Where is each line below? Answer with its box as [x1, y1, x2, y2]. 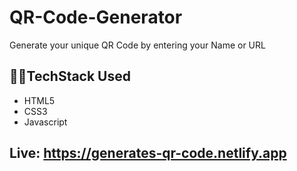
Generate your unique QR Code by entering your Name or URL [9, 39, 266, 51]
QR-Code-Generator [9, 6, 183, 29]
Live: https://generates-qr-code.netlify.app [9, 145, 287, 162]
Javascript [23, 116, 68, 128]
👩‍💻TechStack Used [9, 68, 132, 85]
